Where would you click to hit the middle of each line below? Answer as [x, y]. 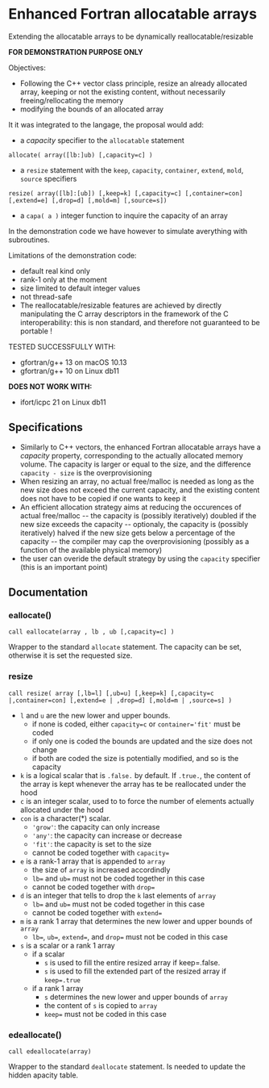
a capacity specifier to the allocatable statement [102, 140]
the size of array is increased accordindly [101, 869]
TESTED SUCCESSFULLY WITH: [62, 346]
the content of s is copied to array [101, 1005]
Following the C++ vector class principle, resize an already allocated [133, 83]
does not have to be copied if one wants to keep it [103, 498]
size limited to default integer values [80, 288]
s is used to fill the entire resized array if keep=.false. [132, 962]
